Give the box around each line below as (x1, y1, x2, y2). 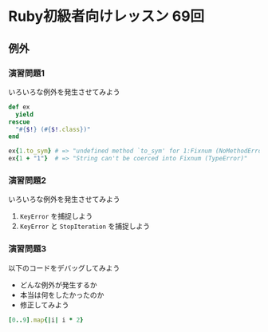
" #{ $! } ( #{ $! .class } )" (15, 125, 91, 133)
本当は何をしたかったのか (19, 290, 104, 299)
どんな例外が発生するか (19, 280, 97, 290)
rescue (8, 117, 30, 126)
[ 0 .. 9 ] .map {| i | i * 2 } (8, 316, 84, 324)
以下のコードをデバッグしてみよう (8, 263, 120, 272)
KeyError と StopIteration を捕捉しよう (19, 221, 150, 231)
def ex (8, 103, 30, 111)
